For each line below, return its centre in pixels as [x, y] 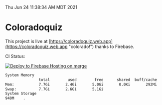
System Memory [20, 75]
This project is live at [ [28, 41]
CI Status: [15, 56]
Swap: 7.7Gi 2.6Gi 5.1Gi [54, 89]
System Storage [21, 94]
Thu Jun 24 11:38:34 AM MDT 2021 [41, 7]
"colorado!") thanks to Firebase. [101, 46]
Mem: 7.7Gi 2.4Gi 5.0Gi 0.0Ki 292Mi [81, 84]
